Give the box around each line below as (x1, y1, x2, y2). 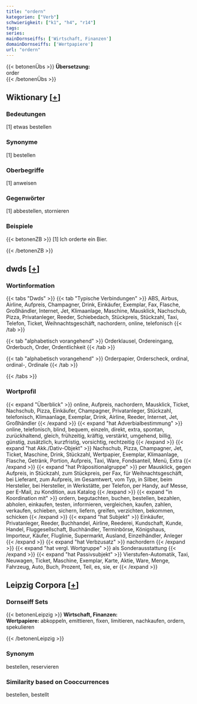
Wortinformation (6, 281, 55, 290)
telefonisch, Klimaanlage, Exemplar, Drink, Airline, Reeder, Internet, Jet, (6, 413, 179, 420)
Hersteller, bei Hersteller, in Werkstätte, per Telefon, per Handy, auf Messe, (6, 482, 188, 489)
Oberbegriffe (6, 166, 44, 174)
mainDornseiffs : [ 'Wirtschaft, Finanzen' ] (6, 36, 112, 42)
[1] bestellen (6, 151, 36, 159)
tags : (6, 25, 19, 31)
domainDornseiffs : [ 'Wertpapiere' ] (6, 42, 94, 48)
